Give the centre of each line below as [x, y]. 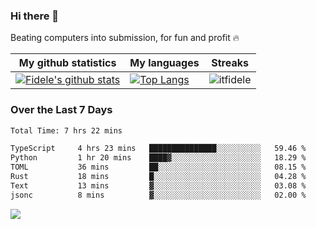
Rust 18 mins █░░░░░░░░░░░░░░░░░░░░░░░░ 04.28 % [158, 177]
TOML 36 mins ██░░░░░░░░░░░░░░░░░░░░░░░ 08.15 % [158, 167]
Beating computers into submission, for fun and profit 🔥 [125, 38]
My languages [164, 63]
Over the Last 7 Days [61, 110]
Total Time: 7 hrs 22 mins [66, 130]
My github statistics [67, 63]
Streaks [230, 63]
